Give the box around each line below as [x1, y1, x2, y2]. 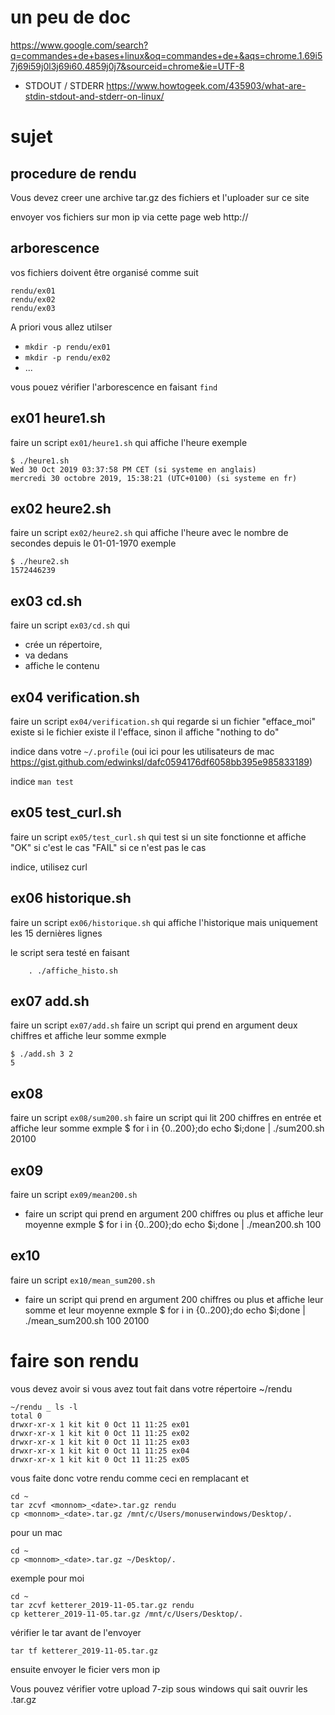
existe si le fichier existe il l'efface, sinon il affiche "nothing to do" [10, 726, 280, 738]
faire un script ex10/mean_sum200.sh [10, 1274, 156, 1286]
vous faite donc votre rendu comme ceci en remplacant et [10, 1472, 250, 1484]
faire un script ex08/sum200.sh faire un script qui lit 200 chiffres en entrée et [10, 1112, 322, 1124]
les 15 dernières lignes [10, 927, 103, 939]
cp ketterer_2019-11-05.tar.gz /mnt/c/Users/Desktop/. [10, 1609, 244, 1619]
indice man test [10, 776, 75, 787]
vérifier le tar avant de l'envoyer [10, 1626, 142, 1638]
